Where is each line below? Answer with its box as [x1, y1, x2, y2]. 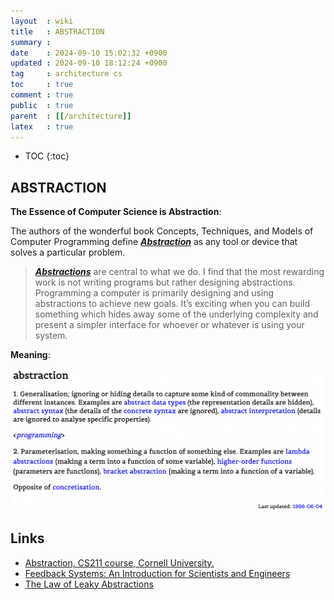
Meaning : [10, 349, 51, 361]
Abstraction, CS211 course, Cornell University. [24, 556, 215, 569]
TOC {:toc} [24, 150, 70, 162]
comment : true [10, 90, 74, 100]
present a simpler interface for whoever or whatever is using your [34, 319, 305, 331]
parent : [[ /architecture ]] [10, 111, 132, 121]
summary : [10, 37, 52, 47]
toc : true [10, 80, 74, 90]
